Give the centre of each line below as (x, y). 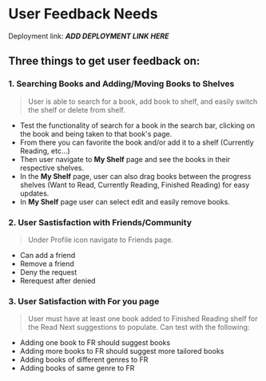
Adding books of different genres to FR (84, 359)
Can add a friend (48, 255)
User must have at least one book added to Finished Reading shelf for (143, 319)
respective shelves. (52, 168)
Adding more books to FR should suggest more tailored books (122, 351)
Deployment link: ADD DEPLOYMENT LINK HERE (89, 36)
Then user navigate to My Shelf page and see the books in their (125, 159)
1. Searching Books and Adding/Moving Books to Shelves (121, 84)
